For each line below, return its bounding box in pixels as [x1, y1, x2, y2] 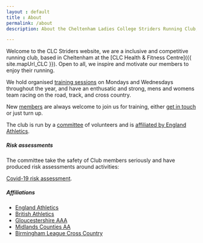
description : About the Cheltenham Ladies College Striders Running [6, 25, 182, 32]
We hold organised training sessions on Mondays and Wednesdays [6, 79, 173, 86]
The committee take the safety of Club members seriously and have [6, 157, 175, 164]
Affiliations [6, 189, 35, 196]
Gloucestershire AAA [14, 217, 68, 224]
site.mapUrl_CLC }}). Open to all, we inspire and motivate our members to [6, 60, 189, 68]
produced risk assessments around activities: [6, 163, 120, 170]
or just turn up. [6, 109, 43, 117]
